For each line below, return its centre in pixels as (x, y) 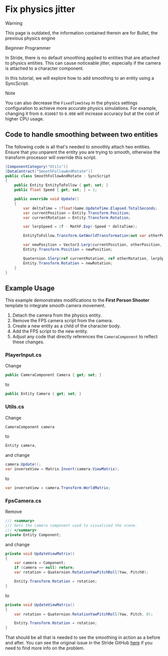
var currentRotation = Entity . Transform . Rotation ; (77, 218)
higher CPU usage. (24, 118)
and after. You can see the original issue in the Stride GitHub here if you (79, 643)
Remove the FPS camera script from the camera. (63, 321)
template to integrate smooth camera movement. (55, 306)
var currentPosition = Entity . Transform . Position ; (77, 213)
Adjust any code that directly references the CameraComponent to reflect (85, 337)
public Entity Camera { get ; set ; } (43, 394)
